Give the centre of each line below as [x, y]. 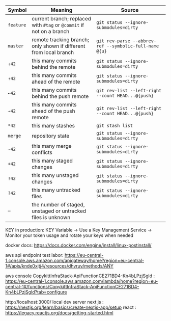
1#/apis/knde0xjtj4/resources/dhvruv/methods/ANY [59, 266]
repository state [50, 136]
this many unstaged [55, 175]
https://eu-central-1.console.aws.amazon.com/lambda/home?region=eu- [82, 281]
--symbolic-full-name [133, 46]
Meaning [62, 10]
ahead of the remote [56, 82]
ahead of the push [53, 111]
